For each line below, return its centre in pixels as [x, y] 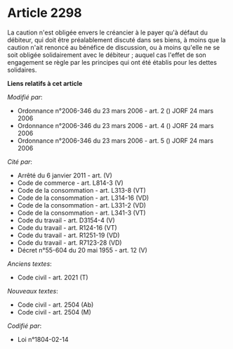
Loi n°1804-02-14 [43, 339]
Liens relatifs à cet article [45, 83]
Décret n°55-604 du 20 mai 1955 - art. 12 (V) [82, 250]
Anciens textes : [30, 264]
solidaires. [22, 70]
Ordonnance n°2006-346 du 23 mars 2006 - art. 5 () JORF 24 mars [115, 140]
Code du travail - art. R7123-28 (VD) [69, 242]
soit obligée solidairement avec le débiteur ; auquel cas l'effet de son [107, 55]
